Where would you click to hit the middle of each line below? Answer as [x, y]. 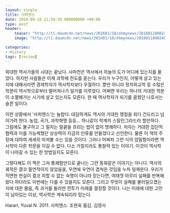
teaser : [22, 33]
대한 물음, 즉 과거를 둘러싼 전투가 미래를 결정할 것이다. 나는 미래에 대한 [84, 188]
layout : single [21, 10]
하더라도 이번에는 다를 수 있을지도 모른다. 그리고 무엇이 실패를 [75, 182]
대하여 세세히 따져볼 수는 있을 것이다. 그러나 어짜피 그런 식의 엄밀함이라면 [87, 139]
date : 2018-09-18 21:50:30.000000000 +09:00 [53, 19]
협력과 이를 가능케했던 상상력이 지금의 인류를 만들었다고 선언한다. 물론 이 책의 [81, 133]
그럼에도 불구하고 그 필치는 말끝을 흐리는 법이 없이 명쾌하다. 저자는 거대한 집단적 [84, 126]
